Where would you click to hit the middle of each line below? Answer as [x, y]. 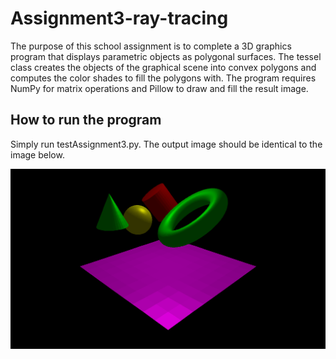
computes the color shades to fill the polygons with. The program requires [163, 78]
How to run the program [86, 120]
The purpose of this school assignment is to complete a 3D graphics [151, 46]
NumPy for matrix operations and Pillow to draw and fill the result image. [159, 88]
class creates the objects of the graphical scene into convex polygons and [163, 67]
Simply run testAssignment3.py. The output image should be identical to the [166, 144]
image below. [37, 154]
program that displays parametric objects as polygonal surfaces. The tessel [166, 56]
